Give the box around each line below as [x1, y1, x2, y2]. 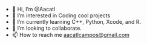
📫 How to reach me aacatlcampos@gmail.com [11, 32, 130, 38]
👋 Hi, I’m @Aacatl [11, 6, 56, 12]
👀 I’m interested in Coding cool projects [11, 12, 111, 19]
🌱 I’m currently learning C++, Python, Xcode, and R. [11, 18, 141, 25]
